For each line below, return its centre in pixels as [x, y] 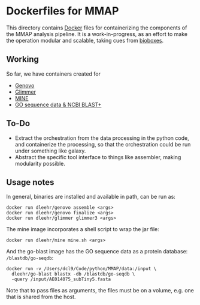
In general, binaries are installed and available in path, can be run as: [91, 197]
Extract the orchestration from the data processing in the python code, [102, 138]
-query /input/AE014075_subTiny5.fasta [61, 279]
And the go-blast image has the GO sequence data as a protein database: [97, 252]
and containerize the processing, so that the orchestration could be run [103, 144]
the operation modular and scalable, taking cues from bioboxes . [85, 40]
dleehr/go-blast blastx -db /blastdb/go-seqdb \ [73, 274]
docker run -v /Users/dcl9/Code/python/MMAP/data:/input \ [81, 269]
